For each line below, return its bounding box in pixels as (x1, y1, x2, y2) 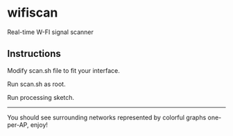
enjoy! (30, 120, 49, 129)
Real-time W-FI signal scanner (7, 28, 94, 36)
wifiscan (7, 5, 58, 21)
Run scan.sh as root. (7, 80, 66, 88)
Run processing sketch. (7, 93, 75, 101)
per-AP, (7, 120, 29, 129)
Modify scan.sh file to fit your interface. (7, 66, 120, 74)
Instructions (7, 48, 61, 60)
